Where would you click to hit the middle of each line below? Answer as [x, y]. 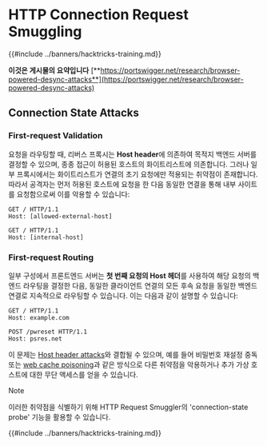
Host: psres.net [35, 338]
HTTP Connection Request [99, 15]
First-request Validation [56, 136]
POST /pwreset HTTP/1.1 [48, 332]
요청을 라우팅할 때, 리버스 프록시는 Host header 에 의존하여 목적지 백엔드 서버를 [133, 154]
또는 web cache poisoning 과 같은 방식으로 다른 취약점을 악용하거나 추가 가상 [129, 364]
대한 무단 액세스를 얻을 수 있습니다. [84, 374]
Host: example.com [39, 317]
